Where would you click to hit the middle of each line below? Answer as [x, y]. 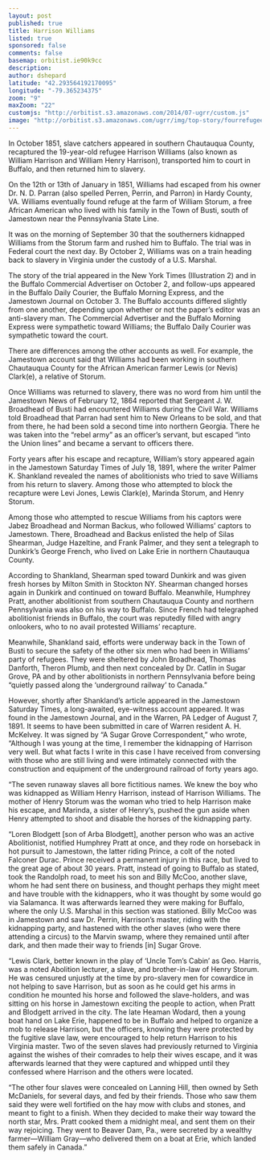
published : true [35, 23]
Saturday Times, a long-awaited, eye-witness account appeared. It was [127, 709]
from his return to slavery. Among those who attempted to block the [121, 484]
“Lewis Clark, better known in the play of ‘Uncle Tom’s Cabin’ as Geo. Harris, [135, 961]
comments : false [35, 53]
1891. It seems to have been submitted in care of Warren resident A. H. [125, 726]
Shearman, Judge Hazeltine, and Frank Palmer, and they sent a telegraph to [134, 543]
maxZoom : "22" [32, 105]
